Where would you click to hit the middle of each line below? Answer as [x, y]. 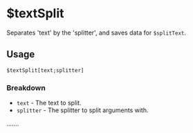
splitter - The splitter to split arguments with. [82, 110]
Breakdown [26, 87]
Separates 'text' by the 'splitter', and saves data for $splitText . [96, 33]
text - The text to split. [49, 103]
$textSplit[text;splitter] [45, 70]
